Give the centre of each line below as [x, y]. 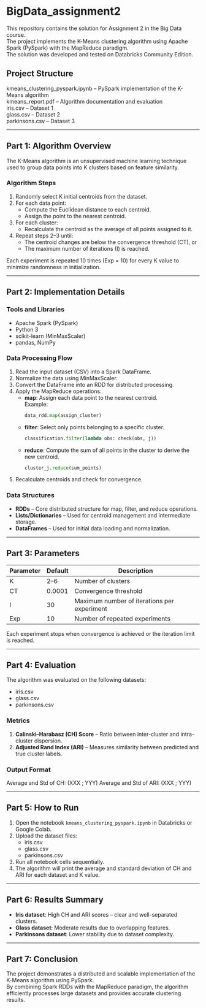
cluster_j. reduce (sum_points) [63, 468]
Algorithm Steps [31, 183]
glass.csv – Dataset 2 [33, 114]
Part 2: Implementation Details [66, 292]
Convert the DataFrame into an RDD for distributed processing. [94, 384]
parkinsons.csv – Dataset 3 [41, 121]
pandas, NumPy [36, 342]
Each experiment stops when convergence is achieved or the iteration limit [101, 633]
